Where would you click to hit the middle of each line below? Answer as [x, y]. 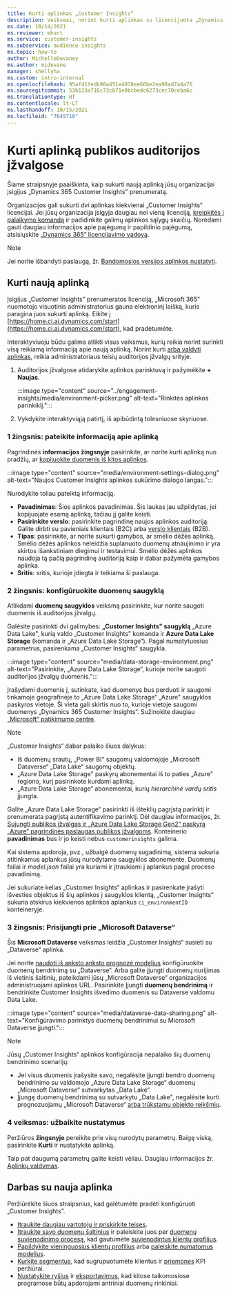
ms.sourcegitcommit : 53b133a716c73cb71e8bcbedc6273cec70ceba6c [100, 90]
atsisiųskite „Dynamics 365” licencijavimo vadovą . [78, 234]
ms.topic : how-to [32, 52]
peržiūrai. [31, 1268]
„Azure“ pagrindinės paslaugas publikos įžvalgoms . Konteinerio [97, 831]
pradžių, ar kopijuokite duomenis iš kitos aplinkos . [78, 459]
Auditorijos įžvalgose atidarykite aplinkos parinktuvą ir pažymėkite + [114, 370]
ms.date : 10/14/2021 [37, 26]
